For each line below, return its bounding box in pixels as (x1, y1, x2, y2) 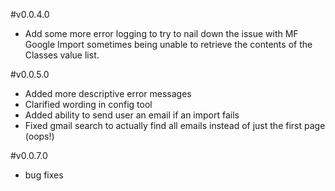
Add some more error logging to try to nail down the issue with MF (24, 28, 299, 39)
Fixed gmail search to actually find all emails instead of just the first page (24, 120, 326, 131)
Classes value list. (24, 49, 100, 61)
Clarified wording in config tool (24, 99, 153, 110)
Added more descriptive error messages (24, 88, 192, 99)
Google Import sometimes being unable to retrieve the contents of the (24, 39, 313, 50)
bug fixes (24, 169, 64, 181)
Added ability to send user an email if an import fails (24, 109, 240, 121)
